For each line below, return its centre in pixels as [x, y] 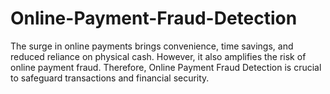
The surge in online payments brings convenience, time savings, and [152, 46]
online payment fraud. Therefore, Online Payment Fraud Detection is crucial [166, 67]
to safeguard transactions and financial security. [110, 78]
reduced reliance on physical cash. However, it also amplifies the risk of [158, 56]
